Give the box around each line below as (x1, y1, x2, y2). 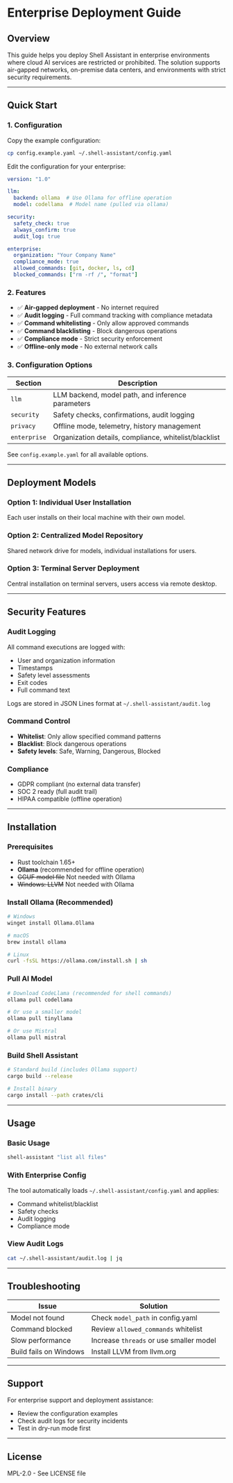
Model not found (10, 1313, 64, 1323)
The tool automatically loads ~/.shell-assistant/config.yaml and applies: (7, 1186, 220, 1194)
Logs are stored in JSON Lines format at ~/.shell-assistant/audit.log (7, 699, 211, 707)
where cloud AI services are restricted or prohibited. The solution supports (7, 58, 221, 67)
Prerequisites (7, 842, 53, 851)
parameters (53, 398, 92, 408)
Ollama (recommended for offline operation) (17, 865, 144, 874)
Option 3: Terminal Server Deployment (7, 563, 140, 573)
